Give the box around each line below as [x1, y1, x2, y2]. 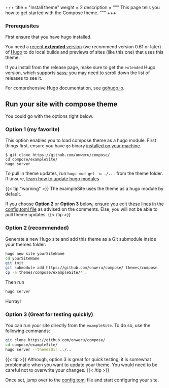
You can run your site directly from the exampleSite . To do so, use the [5, 322, 151, 329]
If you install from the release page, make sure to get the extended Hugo [5, 64, 156, 71]
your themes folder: [5, 241, 47, 247]
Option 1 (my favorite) [5, 126, 60, 133]
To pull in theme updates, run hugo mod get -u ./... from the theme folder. [5, 170, 163, 177]
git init [5, 261, 24, 266]
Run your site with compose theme [5, 100, 118, 108]
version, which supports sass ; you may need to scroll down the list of [5, 70, 150, 76]
